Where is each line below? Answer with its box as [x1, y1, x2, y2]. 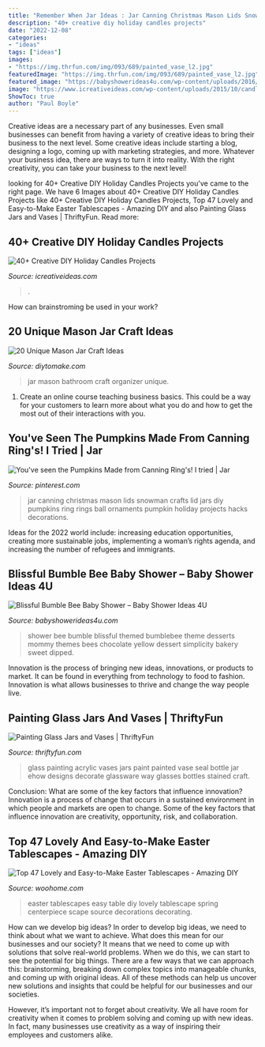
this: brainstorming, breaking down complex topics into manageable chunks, [8, 965, 256, 974]
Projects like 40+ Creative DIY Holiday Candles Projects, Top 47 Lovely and [8, 195, 254, 205]
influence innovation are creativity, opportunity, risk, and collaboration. [8, 812, 238, 822]
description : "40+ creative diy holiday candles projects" [8, 19, 207, 27]
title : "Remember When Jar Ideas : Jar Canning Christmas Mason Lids [8, 11, 242, 20]
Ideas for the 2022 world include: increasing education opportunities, [8, 527, 234, 537]
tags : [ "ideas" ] [8, 48, 62, 56]
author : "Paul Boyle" [8, 100, 80, 107]
